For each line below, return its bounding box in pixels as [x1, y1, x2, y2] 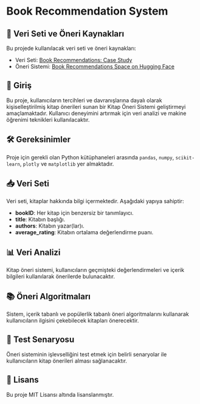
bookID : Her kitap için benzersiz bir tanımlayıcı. [15, 209, 134, 217]
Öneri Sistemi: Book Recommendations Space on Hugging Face [15, 63, 175, 70]
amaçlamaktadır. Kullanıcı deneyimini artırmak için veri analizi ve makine [6, 110, 187, 117]
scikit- [175, 155, 195, 161]
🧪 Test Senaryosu [6, 335, 75, 345]
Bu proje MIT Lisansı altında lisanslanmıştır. [6, 391, 114, 398]
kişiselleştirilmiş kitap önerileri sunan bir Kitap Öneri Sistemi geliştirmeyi [6, 103, 186, 110]
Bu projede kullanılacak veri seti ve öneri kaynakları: [6, 44, 137, 52]
